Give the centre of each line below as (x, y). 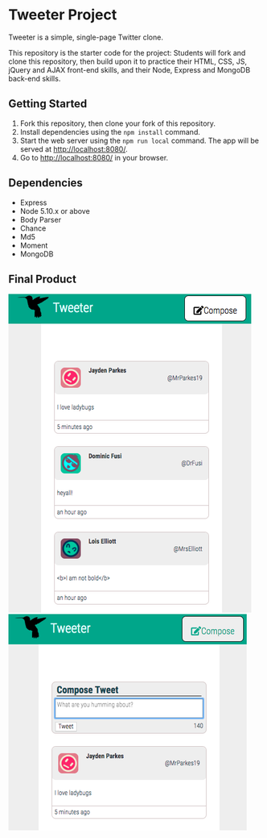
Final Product (42, 279)
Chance (33, 228)
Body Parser (41, 219)
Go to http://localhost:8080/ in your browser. (94, 157)
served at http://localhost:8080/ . (74, 149)
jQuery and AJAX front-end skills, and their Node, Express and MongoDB (129, 69)
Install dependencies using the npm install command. (110, 131)
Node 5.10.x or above (55, 211)
